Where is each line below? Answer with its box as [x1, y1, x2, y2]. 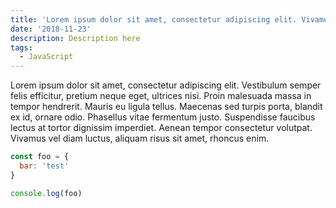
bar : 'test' [19, 161, 70, 171]
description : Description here [10, 33, 141, 43]
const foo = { [10, 152, 70, 162]
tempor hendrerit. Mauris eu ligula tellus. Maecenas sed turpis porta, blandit [10, 101, 323, 113]
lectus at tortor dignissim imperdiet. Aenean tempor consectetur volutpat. [10, 122, 313, 134]
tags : [10, 42, 33, 53]
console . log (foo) [10, 188, 83, 198]
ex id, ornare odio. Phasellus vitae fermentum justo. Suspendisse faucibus [10, 111, 316, 123]
